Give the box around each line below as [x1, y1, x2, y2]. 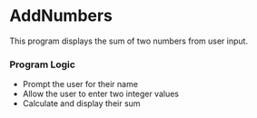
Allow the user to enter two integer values [22, 88, 180, 100]
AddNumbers [9, 5, 114, 26]
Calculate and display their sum [22, 98, 141, 109]
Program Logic [9, 58, 75, 71]
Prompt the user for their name [22, 79, 139, 90]
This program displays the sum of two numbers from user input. [9, 35, 248, 46]
